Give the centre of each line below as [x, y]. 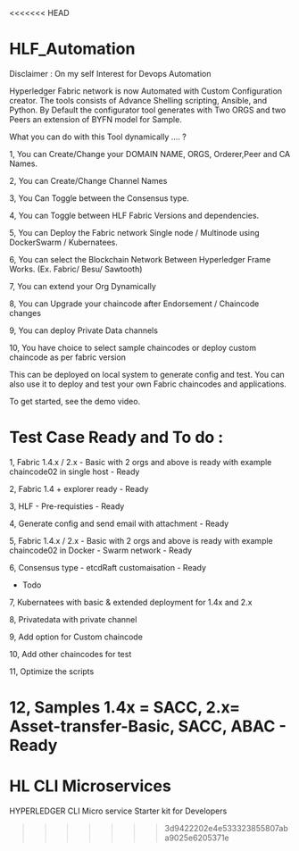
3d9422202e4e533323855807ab [226, 828]
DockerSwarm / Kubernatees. [64, 242]
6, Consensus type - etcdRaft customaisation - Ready [108, 567]
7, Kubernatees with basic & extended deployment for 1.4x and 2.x [131, 602]
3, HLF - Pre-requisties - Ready [67, 506]
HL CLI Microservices [90, 786]
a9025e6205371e [197, 838]
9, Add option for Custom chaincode [76, 637]
